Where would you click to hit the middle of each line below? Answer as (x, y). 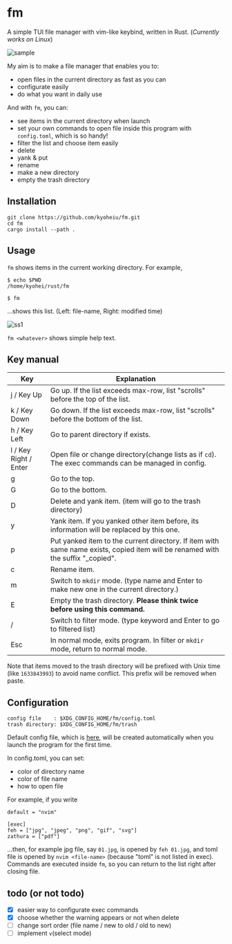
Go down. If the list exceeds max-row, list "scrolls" (133, 411)
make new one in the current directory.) (115, 589)
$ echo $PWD (24, 280)
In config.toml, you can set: (46, 758)
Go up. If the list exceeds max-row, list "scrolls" (128, 391)
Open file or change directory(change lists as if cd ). (134, 454)
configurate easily (43, 86)
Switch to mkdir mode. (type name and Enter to (127, 581)
